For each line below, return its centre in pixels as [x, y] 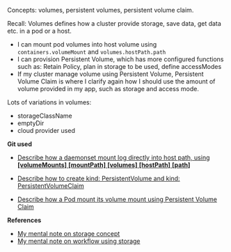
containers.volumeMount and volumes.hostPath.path [91, 52]
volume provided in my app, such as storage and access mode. [108, 89]
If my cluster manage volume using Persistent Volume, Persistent [110, 74]
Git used [20, 144]
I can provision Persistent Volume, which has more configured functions [120, 59]
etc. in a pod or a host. [39, 31]
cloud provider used [46, 131]
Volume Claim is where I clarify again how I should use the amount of [116, 81]
